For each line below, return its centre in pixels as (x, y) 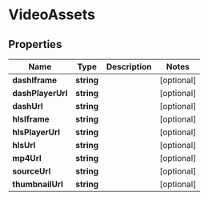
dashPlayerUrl (40, 93)
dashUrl (28, 106)
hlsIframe (31, 119)
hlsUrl (24, 145)
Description (129, 67)
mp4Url (27, 158)
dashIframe (35, 80)
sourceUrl (32, 171)
